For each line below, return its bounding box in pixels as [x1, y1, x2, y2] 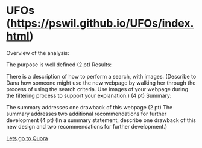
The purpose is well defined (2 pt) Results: [6, 61, 112, 68]
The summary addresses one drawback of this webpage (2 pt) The [6, 103, 173, 111]
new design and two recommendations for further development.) [6, 123, 168, 130]
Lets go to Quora [6, 134, 48, 142]
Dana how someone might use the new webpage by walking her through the [6, 79, 196, 86]
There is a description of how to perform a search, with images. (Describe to [6, 72, 197, 80]
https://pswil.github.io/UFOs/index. [10, 16, 194, 30]
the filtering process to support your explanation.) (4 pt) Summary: [6, 92, 172, 99]
